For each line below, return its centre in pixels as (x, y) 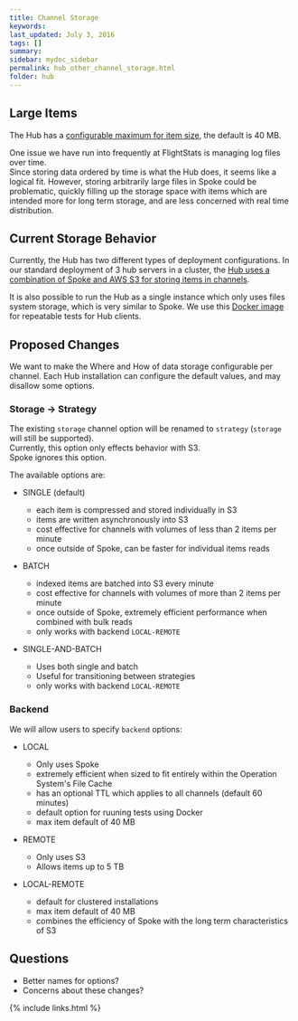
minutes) (52, 802)
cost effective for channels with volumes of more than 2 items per (158, 593)
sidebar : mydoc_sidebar (54, 60)
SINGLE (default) (54, 493)
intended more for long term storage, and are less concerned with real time (149, 201)
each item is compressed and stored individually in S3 (136, 510)
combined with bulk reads (84, 622)
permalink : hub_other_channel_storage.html (93, 69)
